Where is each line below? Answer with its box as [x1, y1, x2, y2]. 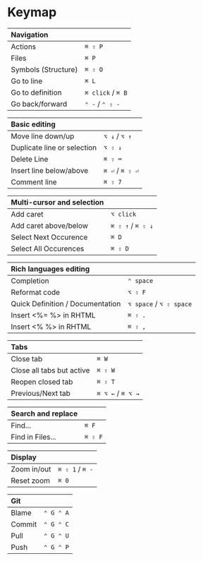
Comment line [11, 177, 58, 187]
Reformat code [11, 287, 61, 297]
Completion [11, 276, 49, 286]
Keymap [7, 4, 57, 20]
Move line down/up [11, 131, 75, 141]
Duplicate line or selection [11, 143, 97, 152]
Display [11, 452, 37, 462]
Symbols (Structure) [11, 64, 78, 74]
